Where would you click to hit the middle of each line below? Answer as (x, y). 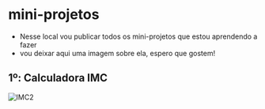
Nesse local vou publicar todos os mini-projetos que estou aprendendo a (138, 36)
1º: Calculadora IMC (58, 78)
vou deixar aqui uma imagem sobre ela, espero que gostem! (117, 53)
